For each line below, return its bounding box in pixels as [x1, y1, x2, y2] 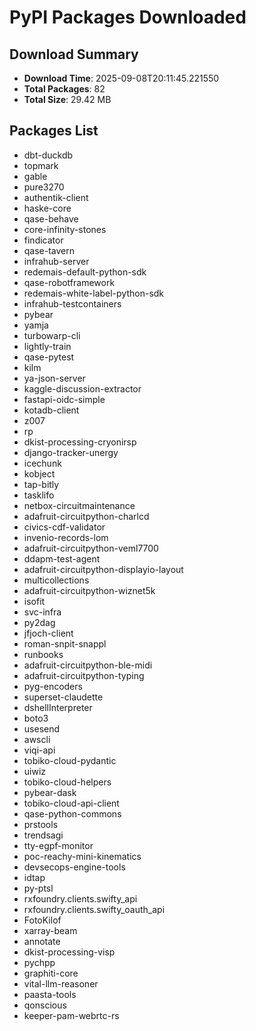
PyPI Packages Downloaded [9, 6, 247, 29]
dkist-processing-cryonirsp [23, 436, 137, 448]
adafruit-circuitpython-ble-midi [23, 659, 153, 671]
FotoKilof [23, 914, 62, 926]
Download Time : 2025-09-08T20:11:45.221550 [23, 72, 220, 84]
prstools [23, 818, 59, 830]
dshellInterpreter [23, 701, 93, 713]
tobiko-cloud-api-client [23, 797, 120, 809]
